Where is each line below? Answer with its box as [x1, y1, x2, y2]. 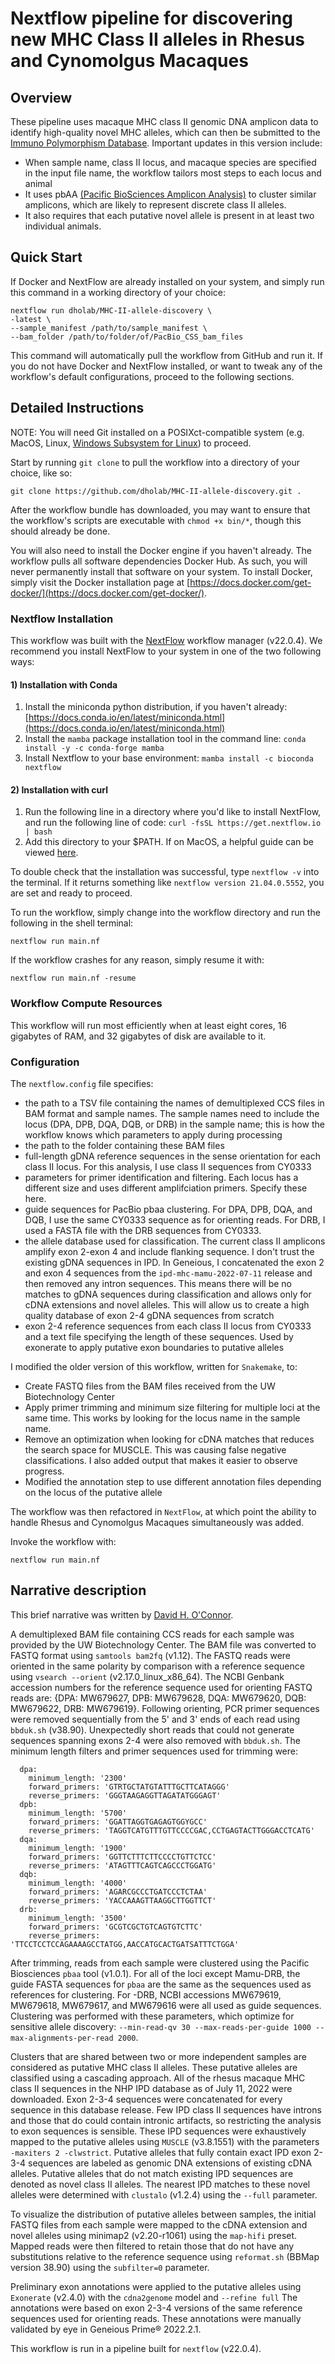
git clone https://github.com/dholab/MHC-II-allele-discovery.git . [10, 486, 302, 496]
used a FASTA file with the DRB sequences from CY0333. [24, 1224, 262, 1236]
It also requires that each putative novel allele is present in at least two [24, 210, 315, 221]
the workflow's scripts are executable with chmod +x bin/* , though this [10, 514, 302, 526]
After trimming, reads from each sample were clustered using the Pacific [10, 1957, 310, 1969]
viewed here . [24, 847, 79, 859]
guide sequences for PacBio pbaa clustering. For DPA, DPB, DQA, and [24, 1203, 313, 1215]
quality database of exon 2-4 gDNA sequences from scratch [24, 1309, 275, 1321]
